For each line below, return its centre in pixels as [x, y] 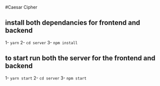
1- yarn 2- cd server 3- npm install [41, 42]
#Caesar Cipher [21, 7]
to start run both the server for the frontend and [80, 58]
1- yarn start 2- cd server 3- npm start [46, 78]
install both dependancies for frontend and [73, 23]
